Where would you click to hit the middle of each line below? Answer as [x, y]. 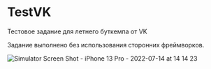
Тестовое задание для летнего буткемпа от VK [78, 31]
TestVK [29, 12]
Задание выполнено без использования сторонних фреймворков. [106, 45]
